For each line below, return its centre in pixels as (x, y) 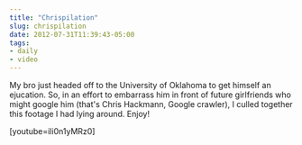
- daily (24, 51)
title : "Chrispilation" (54, 18)
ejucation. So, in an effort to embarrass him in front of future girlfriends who (150, 95)
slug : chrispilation (48, 26)
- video (24, 59)
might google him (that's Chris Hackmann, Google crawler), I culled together (151, 104)
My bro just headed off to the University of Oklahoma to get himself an (141, 85)
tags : (19, 43)
